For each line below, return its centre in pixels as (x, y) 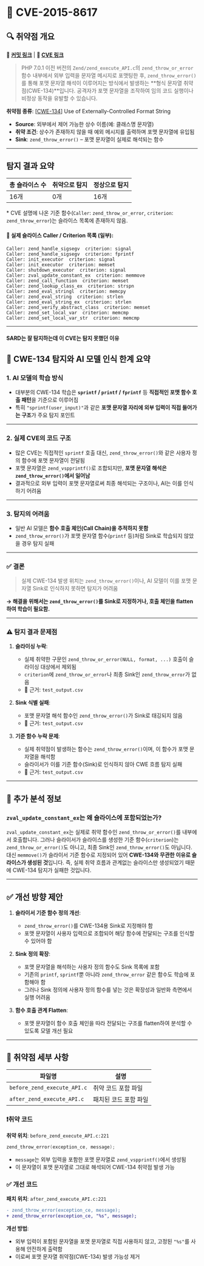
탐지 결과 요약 (30, 166)
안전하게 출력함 (44, 1249)
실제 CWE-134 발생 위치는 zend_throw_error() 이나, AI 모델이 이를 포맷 (106, 581)
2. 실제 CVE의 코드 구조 (39, 438)
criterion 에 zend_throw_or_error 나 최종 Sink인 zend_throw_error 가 (107, 674)
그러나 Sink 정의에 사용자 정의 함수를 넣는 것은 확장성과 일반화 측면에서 (108, 989)
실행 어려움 (37, 997)
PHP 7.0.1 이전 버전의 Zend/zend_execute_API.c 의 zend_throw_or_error (107, 68)
